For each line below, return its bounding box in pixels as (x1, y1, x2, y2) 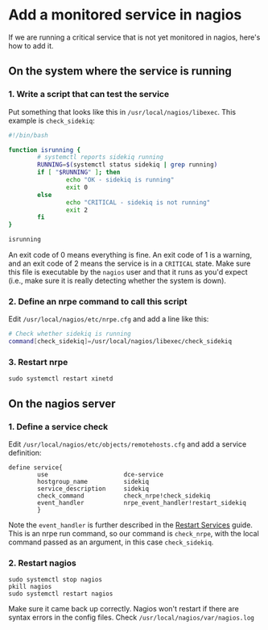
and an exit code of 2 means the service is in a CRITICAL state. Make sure (8, 258, 251, 268)
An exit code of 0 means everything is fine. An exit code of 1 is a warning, (8, 250, 252, 259)
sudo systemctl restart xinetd (8, 375, 113, 383)
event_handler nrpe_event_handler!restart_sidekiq (37, 499, 247, 507)
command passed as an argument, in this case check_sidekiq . (8, 537, 214, 547)
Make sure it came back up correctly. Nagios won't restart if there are (8, 604, 239, 614)
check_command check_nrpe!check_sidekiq (37, 492, 211, 500)
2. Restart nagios (8, 557, 76, 569)
